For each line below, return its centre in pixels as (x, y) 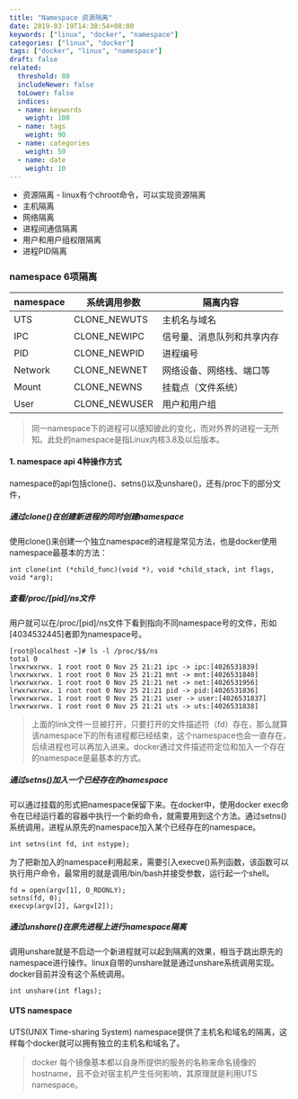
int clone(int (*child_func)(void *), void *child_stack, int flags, (142, 569)
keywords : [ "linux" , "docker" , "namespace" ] (94, 34)
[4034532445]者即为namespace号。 (78, 634)
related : (26, 68)
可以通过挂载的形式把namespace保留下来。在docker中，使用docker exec (145, 804)
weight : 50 (46, 151)
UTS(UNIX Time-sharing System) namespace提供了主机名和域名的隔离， (145, 1031)
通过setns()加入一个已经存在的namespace (89, 780)
